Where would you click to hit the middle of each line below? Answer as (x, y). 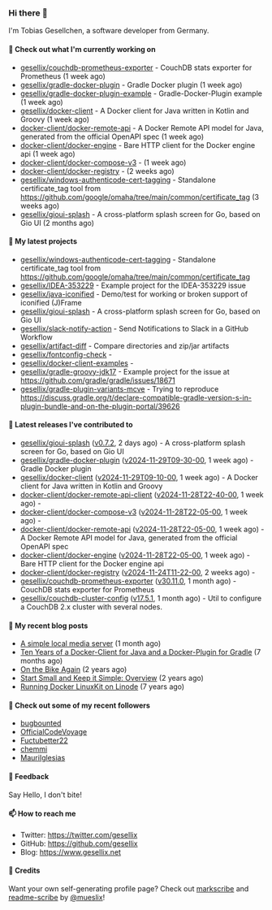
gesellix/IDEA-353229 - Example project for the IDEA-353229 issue (133, 285)
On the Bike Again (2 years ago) (73, 669)
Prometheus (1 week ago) (63, 76)
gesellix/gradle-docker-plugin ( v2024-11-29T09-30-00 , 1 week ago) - (137, 460)
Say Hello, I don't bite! (45, 795)
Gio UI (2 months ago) (57, 223)
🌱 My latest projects (43, 241)
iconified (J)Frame (51, 302)
